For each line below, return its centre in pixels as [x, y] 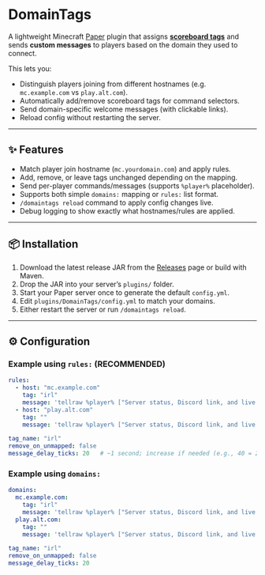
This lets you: [30, 68]
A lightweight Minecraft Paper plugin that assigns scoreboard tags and [123, 36]
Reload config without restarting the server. [90, 117]
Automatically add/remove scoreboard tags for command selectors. [130, 100]
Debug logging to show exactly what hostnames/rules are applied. [127, 210]
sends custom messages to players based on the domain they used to [123, 44]
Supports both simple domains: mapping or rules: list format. [119, 194]
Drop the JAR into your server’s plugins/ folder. [97, 284]
